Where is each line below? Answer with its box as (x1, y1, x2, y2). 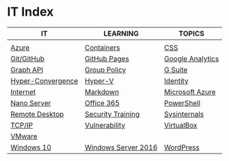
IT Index (7, 4, 54, 20)
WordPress (163, 143, 200, 152)
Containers (84, 42, 120, 52)
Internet (10, 87, 36, 96)
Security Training (84, 109, 140, 119)
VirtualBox (163, 120, 198, 130)
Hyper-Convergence (10, 76, 79, 85)
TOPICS (178, 29, 205, 38)
